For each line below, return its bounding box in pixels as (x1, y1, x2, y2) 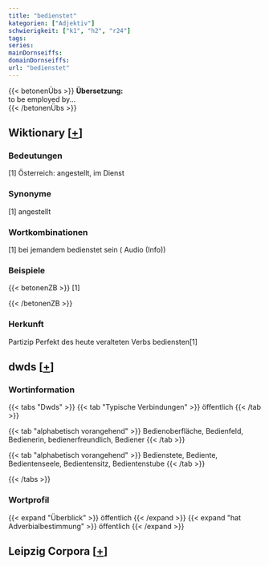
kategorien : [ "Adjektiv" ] (8, 19, 95, 27)
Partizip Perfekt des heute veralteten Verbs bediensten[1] (8, 337, 198, 346)
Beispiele (8, 265, 46, 276)
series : (8, 42, 35, 50)
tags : (8, 34, 26, 42)
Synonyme (8, 188, 52, 200)
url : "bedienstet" (8, 64, 70, 72)
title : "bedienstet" (8, 11, 78, 20)
